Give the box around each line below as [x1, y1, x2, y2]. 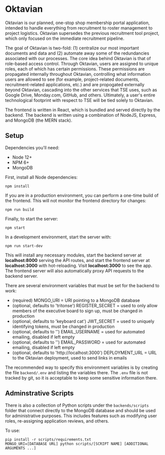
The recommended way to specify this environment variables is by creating [5, 364, 159, 370]
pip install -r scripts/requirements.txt [5, 437, 92, 442]
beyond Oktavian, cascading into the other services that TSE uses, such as [5, 87, 158, 93]
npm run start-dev [5, 243, 43, 248]
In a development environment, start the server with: [5, 234, 112, 240]
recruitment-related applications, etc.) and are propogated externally [5, 81, 145, 87]
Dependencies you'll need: [5, 144, 60, 151]
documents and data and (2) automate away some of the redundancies [5, 50, 149, 56]
